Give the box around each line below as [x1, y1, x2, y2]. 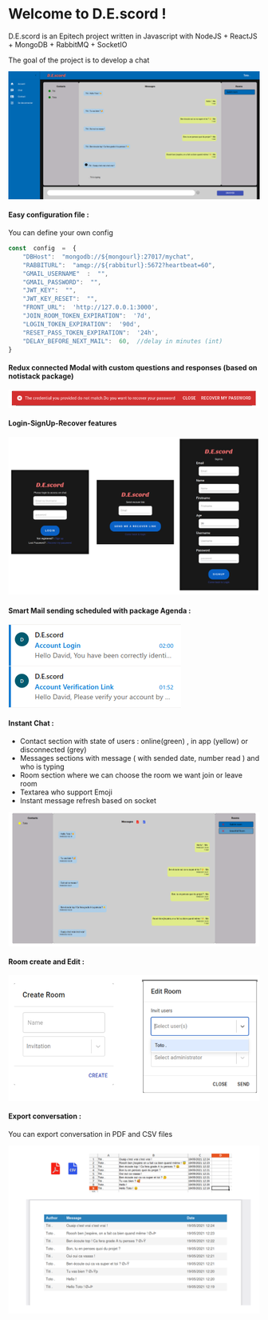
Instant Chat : [8, 718, 54, 728]
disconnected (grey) [19, 745, 87, 754]
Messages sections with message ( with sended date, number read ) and [19, 753, 260, 762]
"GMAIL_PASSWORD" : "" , [22, 278, 102, 286]
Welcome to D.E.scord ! [8, 5, 167, 23]
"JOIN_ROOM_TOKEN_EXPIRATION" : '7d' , [22, 312, 152, 320]
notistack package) [8, 371, 74, 381]
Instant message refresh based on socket [19, 795, 157, 805]
